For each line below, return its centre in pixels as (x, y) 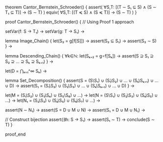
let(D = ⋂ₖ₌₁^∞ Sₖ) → (26, 71)
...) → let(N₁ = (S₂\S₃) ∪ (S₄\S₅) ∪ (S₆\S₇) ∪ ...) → (53, 100)
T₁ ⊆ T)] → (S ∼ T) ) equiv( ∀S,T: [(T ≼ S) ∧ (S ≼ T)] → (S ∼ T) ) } (71, 12)
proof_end (15, 134)
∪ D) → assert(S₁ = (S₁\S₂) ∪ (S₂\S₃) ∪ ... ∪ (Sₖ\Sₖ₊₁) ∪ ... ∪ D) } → (70, 86)
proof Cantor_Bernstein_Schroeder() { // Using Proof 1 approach (70, 22)
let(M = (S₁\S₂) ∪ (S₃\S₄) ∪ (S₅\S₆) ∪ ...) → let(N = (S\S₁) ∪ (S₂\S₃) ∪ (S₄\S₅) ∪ (81, 95)
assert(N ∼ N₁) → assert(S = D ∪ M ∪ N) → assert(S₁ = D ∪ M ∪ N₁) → (75, 110)
